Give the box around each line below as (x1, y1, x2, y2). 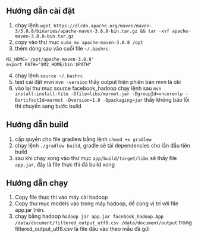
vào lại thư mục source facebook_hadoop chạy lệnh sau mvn (14, 84, 162, 92)
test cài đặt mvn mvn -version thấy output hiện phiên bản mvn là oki (14, 78, 181, 85)
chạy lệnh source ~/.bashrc (14, 72, 83, 79)
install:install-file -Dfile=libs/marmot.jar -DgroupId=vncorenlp (14, 90, 183, 97)
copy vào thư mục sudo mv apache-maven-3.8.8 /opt (14, 38, 144, 45)
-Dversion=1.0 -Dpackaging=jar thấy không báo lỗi (65, 96, 190, 103)
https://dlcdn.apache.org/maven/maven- (53, 23, 153, 29)
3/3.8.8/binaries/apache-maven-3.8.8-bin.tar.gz (14, 28, 138, 34)
